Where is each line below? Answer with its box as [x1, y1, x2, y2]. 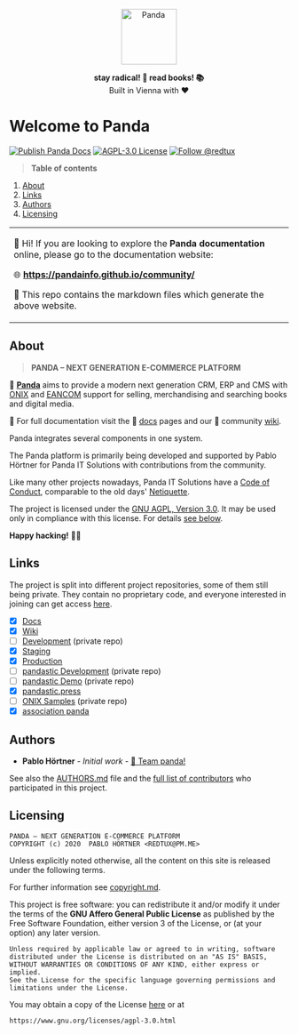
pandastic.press [21, 685, 82, 696]
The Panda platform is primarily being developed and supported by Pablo [9, 450, 277, 461]
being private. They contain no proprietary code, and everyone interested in [9, 589, 286, 599]
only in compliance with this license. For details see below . [9, 512, 223, 524]
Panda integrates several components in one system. [9, 432, 203, 444]
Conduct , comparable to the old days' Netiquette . [9, 485, 191, 497]
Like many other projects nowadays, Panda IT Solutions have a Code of [9, 477, 271, 487]
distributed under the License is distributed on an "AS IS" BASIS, [9, 952, 268, 961]
